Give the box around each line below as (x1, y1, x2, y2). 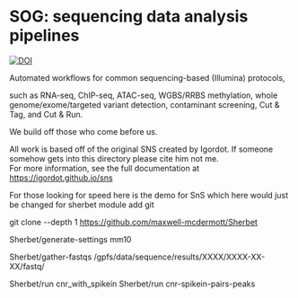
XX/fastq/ (9, 260, 45, 271)
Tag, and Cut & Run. (9, 109, 83, 119)
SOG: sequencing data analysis (9, 6, 249, 27)
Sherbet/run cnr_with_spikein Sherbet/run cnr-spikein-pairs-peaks (9, 278, 256, 289)
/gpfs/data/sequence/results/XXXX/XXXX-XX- (93, 251, 266, 262)
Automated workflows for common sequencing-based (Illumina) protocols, (9, 72, 285, 83)
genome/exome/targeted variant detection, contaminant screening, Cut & (9, 99, 280, 110)
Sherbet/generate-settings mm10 (9, 233, 132, 244)
